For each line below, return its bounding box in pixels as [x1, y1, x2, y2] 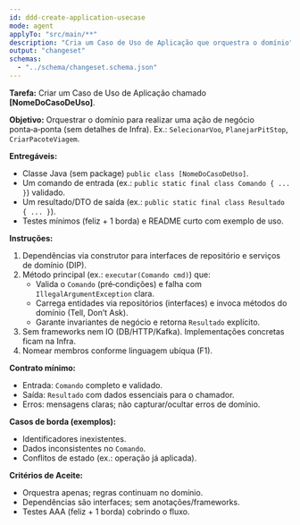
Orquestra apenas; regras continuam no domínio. [21, 487, 204, 497]
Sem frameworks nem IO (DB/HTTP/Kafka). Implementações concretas [21, 326, 285, 336]
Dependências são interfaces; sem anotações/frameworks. [21, 496, 240, 507]
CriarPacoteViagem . [9, 133, 80, 144]
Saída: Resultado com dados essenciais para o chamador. [21, 389, 235, 400]
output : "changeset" [9, 47, 87, 55]
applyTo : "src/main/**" [9, 30, 98, 38]
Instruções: [9, 233, 54, 243]
